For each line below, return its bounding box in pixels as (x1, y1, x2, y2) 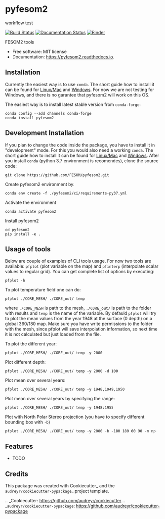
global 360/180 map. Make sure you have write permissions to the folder (5, 321, 153, 327)
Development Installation (5, 129, 84, 137)
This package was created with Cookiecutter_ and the (5, 483, 115, 488)
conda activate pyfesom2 (5, 209, 56, 214)
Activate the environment (5, 199, 57, 205)
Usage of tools (5, 245, 51, 253)
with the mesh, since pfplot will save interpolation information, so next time (5, 326, 158, 332)
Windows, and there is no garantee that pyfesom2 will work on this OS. (5, 92, 150, 97)
